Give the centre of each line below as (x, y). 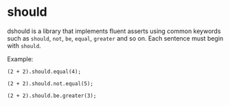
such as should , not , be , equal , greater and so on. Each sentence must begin (115, 38)
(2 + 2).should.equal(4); (44, 72)
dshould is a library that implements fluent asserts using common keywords (114, 31)
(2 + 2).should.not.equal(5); (50, 83)
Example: (20, 59)
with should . (24, 45)
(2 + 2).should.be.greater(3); (52, 96)
